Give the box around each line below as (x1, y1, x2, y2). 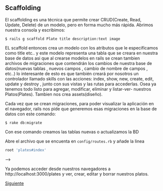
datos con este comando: (5, 111, 56, 117)
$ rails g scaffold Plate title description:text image (5, 36, 120, 41)
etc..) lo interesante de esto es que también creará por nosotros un (5, 70, 139, 77)
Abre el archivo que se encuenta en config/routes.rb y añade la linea (5, 138, 145, 144)
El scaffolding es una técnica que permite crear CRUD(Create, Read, (5, 16, 142, 22)
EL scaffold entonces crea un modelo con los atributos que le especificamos (5, 45, 158, 50)
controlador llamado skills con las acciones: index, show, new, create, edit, (5, 76, 154, 81)
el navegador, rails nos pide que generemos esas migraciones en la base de (5, 106, 157, 111)
